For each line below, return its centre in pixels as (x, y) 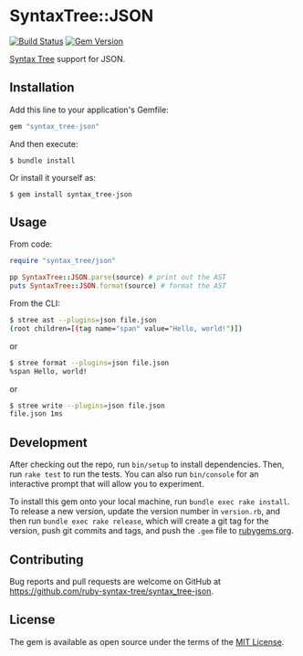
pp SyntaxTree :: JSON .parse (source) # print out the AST (118, 278)
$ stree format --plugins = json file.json (89, 363)
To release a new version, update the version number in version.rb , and (145, 512)
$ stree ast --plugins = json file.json (83, 321)
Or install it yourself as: (52, 177)
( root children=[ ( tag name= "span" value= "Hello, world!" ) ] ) (126, 328)
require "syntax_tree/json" (63, 261)
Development (49, 443)
